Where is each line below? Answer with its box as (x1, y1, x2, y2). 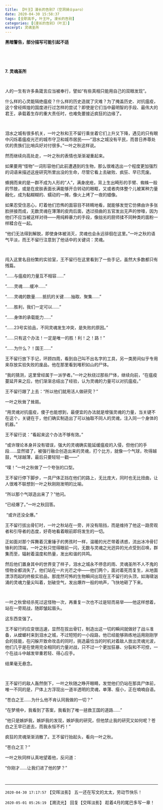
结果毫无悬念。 (5, 661, 35, 666)
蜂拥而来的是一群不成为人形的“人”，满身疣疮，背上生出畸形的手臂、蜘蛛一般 (5, 180, 158, 185)
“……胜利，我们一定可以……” (5, 304, 62, 310)
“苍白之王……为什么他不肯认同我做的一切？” (5, 697, 93, 703)
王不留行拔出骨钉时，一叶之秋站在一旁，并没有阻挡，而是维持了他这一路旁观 (5, 522, 158, 528)
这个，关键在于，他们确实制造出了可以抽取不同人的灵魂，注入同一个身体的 (9, 415, 158, 421)
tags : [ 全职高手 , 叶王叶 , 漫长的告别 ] (5, 16, 75, 21)
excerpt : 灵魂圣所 (5, 25, 40, 30)
